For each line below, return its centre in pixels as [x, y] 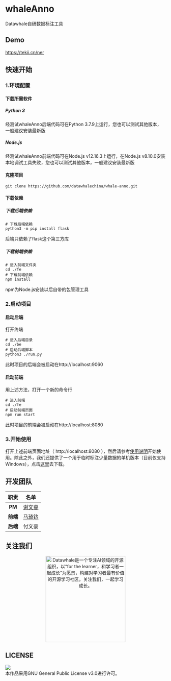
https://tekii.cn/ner [25, 52]
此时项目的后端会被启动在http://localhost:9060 [54, 364]
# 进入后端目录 [19, 340]
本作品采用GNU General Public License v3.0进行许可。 [63, 673]
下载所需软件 [19, 99]
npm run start [20, 415]
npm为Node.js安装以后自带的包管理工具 [47, 289]
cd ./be [13, 345]
